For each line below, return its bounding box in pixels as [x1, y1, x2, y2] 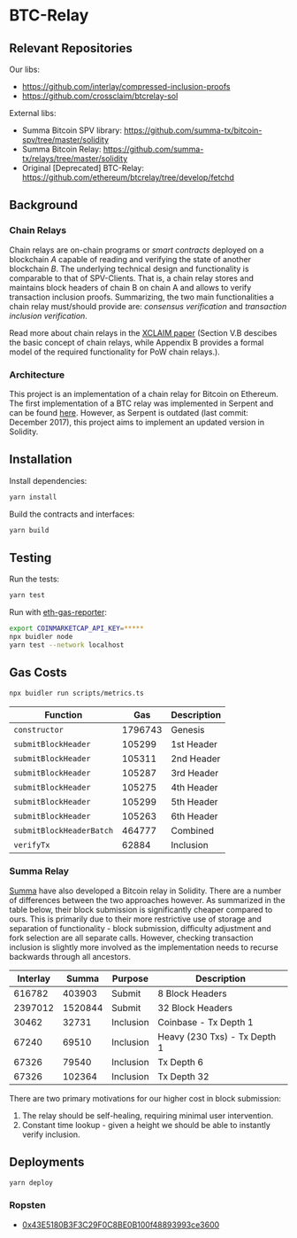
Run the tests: [9, 573, 60, 585]
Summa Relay [9, 865, 69, 877]
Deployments [9, 1155, 85, 1170]
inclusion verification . [9, 310, 88, 321]
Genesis [171, 723, 205, 736]
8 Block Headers [157, 987, 227, 1000]
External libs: [9, 108, 57, 118]
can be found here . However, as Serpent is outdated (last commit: [9, 407, 249, 417]
